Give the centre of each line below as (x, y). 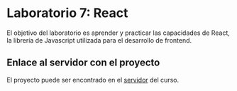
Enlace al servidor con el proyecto (83, 63)
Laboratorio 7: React (67, 13)
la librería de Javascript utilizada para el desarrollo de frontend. (99, 40)
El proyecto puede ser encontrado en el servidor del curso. (93, 80)
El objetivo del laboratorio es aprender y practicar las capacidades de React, (118, 33)
